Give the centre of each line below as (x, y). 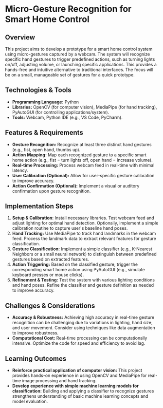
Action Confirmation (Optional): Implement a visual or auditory (76, 185)
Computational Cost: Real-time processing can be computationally (80, 338)
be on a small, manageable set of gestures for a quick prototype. (70, 75)
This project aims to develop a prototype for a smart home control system (79, 49)
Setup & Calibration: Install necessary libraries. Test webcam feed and (83, 218)
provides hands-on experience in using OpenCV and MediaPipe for (79, 375)
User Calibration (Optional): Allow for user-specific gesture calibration (83, 175)
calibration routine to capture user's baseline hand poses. (70, 228)
